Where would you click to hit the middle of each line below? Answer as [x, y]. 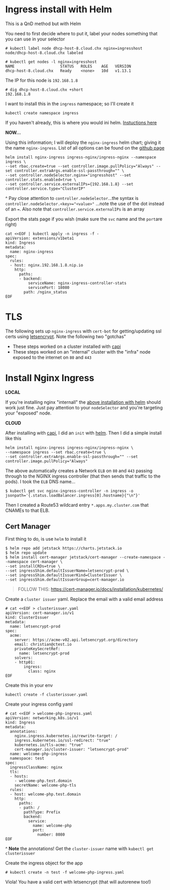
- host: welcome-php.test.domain [45, 794]
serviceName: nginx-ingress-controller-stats [77, 283]
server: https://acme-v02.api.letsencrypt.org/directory [76, 640]
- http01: [25, 662]
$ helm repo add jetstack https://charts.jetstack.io [64, 548]
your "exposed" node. [29, 413]
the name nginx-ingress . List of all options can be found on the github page [85, 148]
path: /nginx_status [45, 292]
